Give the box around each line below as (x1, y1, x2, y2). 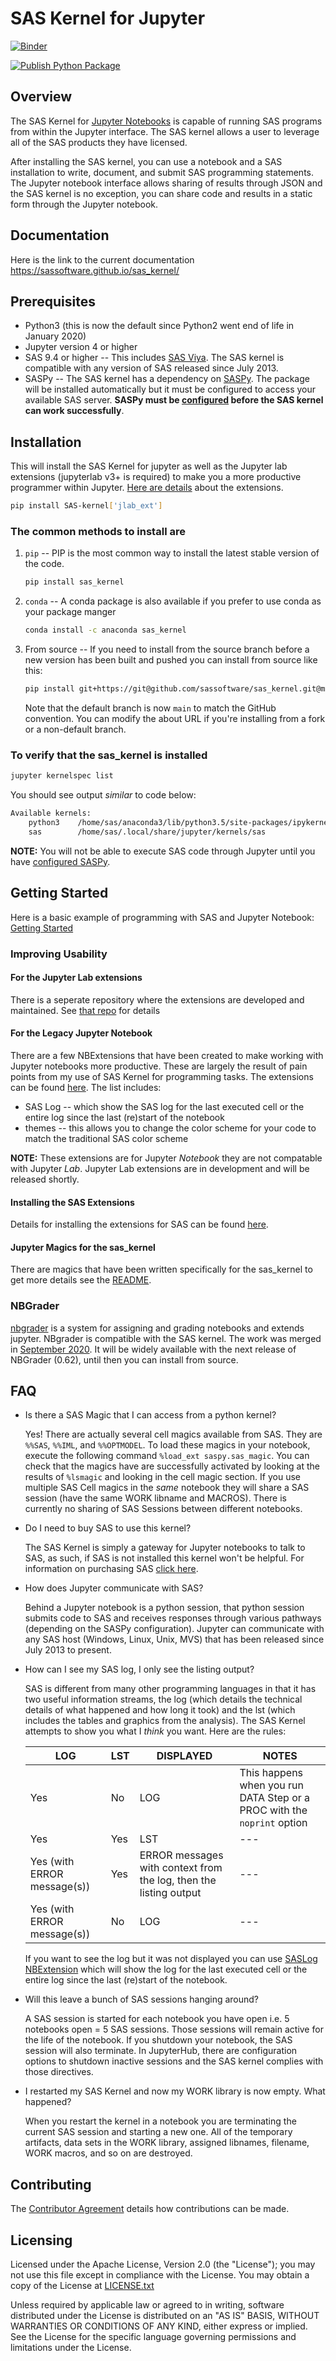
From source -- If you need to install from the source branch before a (24, 643, 310, 656)
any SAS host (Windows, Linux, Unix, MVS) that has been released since (24, 1633, 325, 1646)
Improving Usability (10, 947, 108, 961)
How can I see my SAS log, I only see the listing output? (24, 1663, 255, 1676)
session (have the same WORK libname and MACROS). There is (24, 1492, 287, 1504)
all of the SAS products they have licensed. (10, 136, 188, 148)
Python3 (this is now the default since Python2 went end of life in (24, 320, 295, 332)
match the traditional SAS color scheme (24, 1132, 189, 1144)
